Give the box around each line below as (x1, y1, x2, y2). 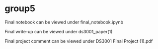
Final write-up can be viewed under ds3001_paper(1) (4, 28, 113, 34)
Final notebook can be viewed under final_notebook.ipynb (4, 19, 124, 25)
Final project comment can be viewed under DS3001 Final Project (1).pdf (4, 38, 153, 44)
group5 (4, 3, 36, 14)
